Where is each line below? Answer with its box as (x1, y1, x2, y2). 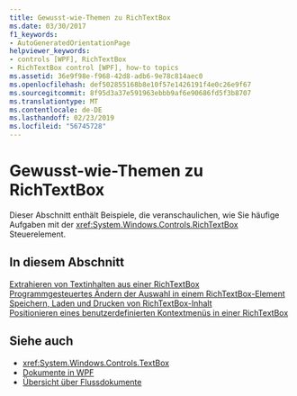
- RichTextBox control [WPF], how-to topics (9, 64, 179, 73)
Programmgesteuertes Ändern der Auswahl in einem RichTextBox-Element (9, 288, 285, 299)
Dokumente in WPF (22, 366, 94, 378)
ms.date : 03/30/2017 (9, 22, 87, 31)
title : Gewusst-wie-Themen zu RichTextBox (9, 13, 171, 22)
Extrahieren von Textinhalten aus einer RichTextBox (9, 278, 200, 289)
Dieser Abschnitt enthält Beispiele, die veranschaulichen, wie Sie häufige (9, 209, 280, 220)
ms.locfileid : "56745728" (9, 122, 106, 131)
